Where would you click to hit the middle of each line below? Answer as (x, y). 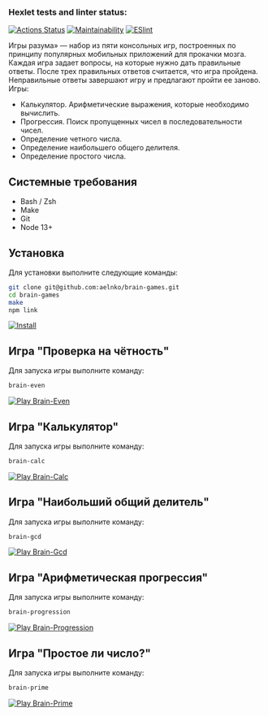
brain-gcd (25, 536)
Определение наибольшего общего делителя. (100, 148)
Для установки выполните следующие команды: (93, 272)
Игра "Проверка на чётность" (89, 351)
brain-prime (28, 688)
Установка (37, 253)
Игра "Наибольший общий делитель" (109, 502)
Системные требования (73, 182)
